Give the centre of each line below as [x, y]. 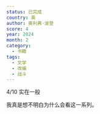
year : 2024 [20, 35]
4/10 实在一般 [23, 92]
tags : [13, 57]
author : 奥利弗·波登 [30, 23]
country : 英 [21, 18]
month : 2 [17, 40]
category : [19, 46]
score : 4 [17, 29]
